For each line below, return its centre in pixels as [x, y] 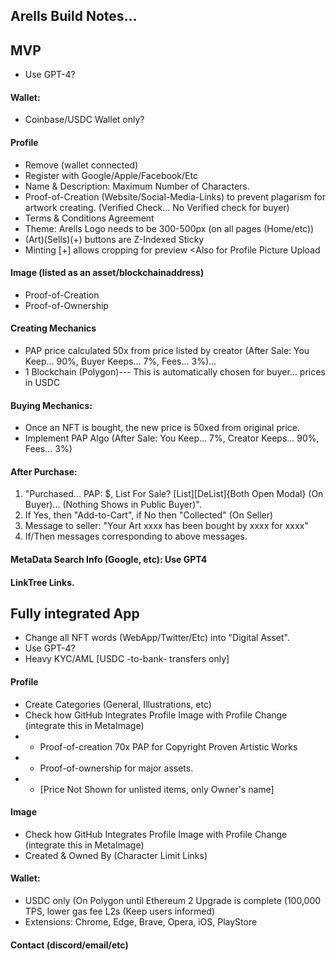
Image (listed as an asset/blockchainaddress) [107, 273]
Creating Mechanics [53, 328]
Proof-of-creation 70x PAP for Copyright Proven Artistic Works [168, 746]
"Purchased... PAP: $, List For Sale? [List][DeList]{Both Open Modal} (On [174, 494]
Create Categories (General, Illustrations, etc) [118, 704]
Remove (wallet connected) [81, 165]
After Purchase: [44, 471]
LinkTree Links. [42, 582]
